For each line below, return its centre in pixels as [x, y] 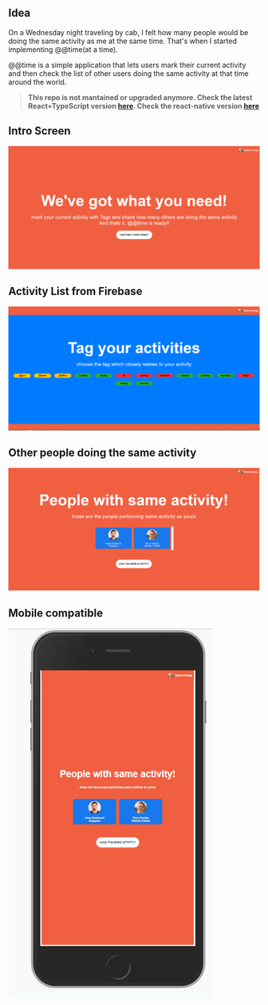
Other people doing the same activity [102, 453]
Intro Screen [39, 131]
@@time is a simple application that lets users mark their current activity [127, 65]
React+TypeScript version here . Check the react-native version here [144, 106]
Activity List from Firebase [75, 291]
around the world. [37, 82]
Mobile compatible [56, 614]
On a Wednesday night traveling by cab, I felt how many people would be [128, 32]
